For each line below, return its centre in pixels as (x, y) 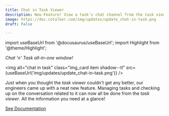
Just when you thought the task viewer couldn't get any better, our (74, 83)
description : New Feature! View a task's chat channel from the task (80, 15)
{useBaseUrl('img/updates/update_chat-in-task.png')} (61, 73)
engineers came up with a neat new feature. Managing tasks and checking (82, 88)
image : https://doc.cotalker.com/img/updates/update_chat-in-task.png (81, 19)
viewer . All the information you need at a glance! (55, 99)
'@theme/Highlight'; (26, 48)
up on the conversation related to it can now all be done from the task (77, 93)
